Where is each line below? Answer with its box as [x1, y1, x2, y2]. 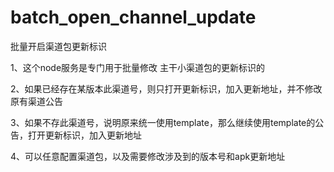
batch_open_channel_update [10, 6, 257, 29]
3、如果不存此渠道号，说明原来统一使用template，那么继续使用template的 [10, 116, 316, 128]
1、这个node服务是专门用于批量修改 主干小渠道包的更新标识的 [10, 61, 266, 73]
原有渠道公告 [10, 95, 63, 107]
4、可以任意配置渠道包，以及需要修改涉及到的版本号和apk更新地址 [10, 150, 286, 162]
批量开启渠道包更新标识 [10, 40, 107, 52]
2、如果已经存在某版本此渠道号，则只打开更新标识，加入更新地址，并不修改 [10, 82, 323, 95]
